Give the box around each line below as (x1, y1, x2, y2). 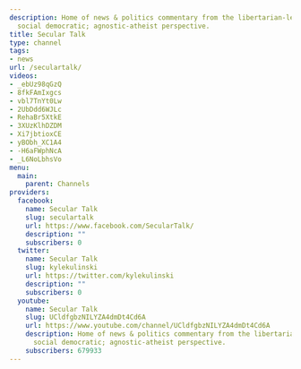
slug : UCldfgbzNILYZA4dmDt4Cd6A (25, 313, 146, 322)
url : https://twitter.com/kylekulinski (25, 271, 175, 280)
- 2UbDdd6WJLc (9, 105, 63, 114)
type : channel (9, 38, 63, 47)
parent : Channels (25, 180, 90, 189)
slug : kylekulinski (25, 263, 99, 272)
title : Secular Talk (9, 30, 87, 39)
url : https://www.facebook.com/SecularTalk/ (25, 221, 194, 230)
